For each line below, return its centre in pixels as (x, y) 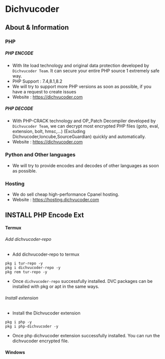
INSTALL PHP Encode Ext (44, 215)
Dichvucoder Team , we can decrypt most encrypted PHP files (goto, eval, (86, 126)
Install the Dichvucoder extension (46, 313)
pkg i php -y (19, 322)
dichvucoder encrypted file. (41, 341)
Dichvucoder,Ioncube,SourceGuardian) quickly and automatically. (79, 136)
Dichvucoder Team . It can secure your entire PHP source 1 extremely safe (86, 71)
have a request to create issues (44, 92)
